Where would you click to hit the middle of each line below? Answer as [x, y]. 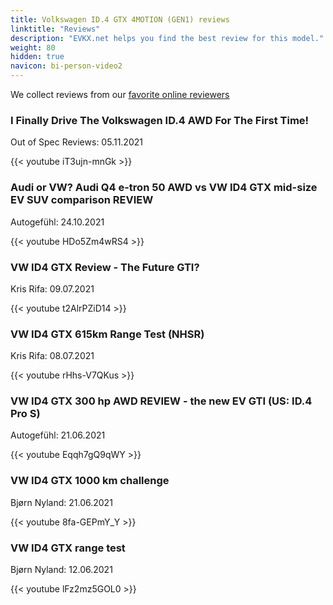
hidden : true [37, 57]
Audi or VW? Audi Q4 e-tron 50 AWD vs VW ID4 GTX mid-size [164, 188]
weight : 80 [33, 47]
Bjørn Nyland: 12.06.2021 [61, 570]
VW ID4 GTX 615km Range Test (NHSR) [107, 334]
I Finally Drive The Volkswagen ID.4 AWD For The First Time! [160, 120]
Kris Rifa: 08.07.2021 [52, 356]
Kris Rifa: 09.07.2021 [52, 288]
